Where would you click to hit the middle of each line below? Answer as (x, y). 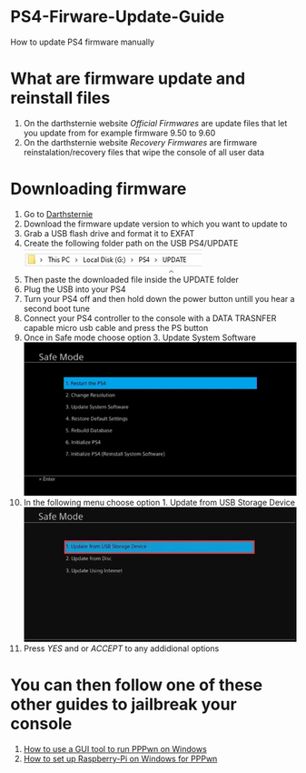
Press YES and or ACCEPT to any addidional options (121, 648)
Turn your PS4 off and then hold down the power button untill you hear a (159, 298)
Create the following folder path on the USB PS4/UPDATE (131, 243)
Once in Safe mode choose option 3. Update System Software (140, 337)
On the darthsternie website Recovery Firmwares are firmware (140, 142)
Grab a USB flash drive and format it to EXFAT (109, 233)
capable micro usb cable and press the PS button (116, 327)
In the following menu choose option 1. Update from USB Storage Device (159, 503)
